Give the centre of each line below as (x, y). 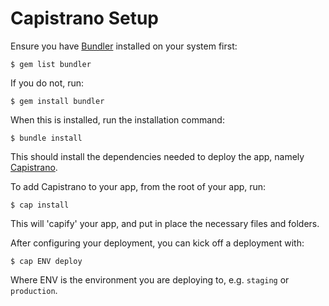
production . (34, 290)
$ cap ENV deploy (46, 261)
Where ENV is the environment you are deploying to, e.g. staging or (150, 279)
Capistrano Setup (85, 18)
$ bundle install (46, 138)
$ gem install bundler (57, 101)
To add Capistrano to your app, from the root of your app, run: (138, 186)
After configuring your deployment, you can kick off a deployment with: (157, 243)
